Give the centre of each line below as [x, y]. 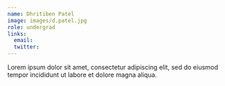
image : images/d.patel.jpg [47, 21]
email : [23, 41]
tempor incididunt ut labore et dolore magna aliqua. [82, 75]
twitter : [27, 47]
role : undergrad [31, 27]
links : [17, 34]
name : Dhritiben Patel [41, 14]
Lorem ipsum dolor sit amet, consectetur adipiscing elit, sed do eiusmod [113, 67]
